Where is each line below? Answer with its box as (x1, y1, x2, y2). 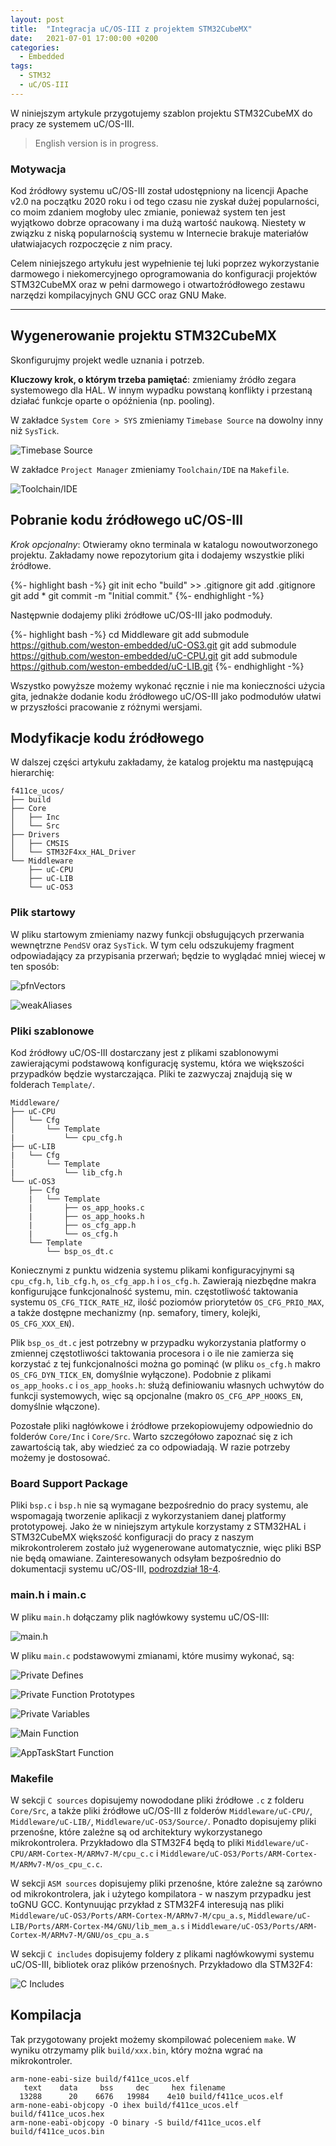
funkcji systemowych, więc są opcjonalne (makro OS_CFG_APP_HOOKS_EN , (10, 1390, 303, 1402)
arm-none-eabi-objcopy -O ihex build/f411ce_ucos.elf (10, 2100, 240, 2110)
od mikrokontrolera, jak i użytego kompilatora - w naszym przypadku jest (10, 1887, 312, 1900)
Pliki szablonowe (10, 1024, 95, 1038)
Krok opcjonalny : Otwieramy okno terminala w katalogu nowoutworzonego (10, 538, 319, 550)
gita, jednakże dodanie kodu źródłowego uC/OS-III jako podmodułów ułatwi (10, 690, 322, 702)
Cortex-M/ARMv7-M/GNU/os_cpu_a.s (10, 1930, 150, 1940)
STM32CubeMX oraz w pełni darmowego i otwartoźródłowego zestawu (10, 279, 305, 291)
